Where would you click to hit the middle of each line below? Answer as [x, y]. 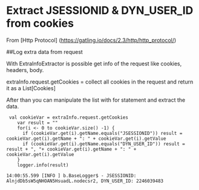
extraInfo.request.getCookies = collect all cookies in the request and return [100, 82]
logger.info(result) [43, 165]
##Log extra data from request [44, 51]
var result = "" [38, 123]
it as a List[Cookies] [31, 88]
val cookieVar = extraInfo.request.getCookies [69, 117]
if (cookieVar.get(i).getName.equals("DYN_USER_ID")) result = [104, 144]
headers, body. [25, 70]
